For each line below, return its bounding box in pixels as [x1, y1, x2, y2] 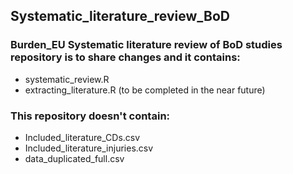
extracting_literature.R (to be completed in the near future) [24, 84, 266, 96]
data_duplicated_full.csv [24, 152, 125, 164]
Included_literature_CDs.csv [24, 131, 141, 143]
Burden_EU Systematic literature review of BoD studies [10, 38, 283, 52]
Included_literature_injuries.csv [24, 142, 154, 154]
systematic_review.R [24, 73, 110, 85]
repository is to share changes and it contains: [10, 50, 241, 64]
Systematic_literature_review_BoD [10, 8, 230, 25]
